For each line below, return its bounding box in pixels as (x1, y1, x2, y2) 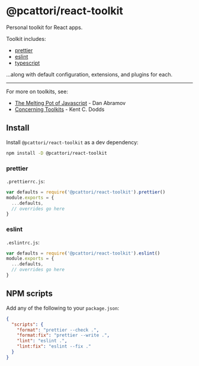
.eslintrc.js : (6, 238, 40, 246)
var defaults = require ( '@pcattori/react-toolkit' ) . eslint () (6, 250, 161, 256)
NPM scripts (6, 289, 53, 299)
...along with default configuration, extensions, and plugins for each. (6, 71, 173, 78)
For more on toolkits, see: (6, 88, 68, 95)
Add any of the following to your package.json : (6, 304, 120, 311)
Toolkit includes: (6, 35, 46, 42)
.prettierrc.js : (6, 177, 46, 184)
